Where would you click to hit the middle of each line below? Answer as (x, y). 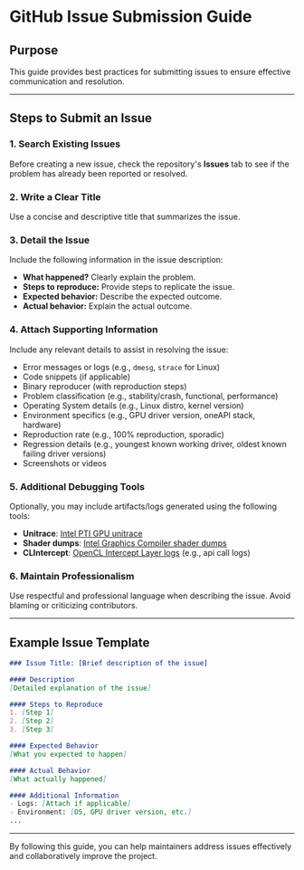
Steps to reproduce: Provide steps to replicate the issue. (128, 287)
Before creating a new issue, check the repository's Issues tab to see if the (149, 164)
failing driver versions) (64, 454)
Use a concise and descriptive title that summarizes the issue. (125, 216)
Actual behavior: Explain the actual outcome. (107, 306)
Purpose (34, 50)
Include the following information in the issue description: (116, 260)
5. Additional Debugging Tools (77, 486)
